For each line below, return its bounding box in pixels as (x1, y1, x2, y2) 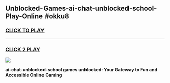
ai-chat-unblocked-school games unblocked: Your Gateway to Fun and (5, 66, 158, 72)
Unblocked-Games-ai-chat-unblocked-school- (5, 4, 157, 13)
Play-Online (5, 12, 43, 21)
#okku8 (44, 12, 69, 21)
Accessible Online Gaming (5, 72, 62, 78)
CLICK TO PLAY (5, 27, 45, 34)
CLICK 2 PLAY (5, 46, 40, 53)
